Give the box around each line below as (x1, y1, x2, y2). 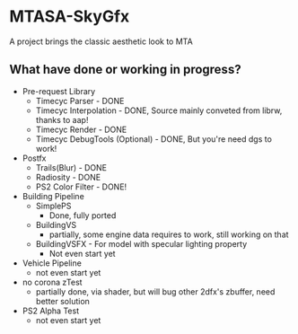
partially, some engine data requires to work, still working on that (48, 229, 289, 240)
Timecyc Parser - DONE (35, 95, 125, 106)
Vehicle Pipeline (22, 258, 83, 268)
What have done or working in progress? (9, 62, 241, 77)
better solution (35, 295, 90, 306)
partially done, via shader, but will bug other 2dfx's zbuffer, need (35, 286, 276, 297)
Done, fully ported (48, 209, 117, 221)
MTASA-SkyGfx (9, 6, 130, 27)
